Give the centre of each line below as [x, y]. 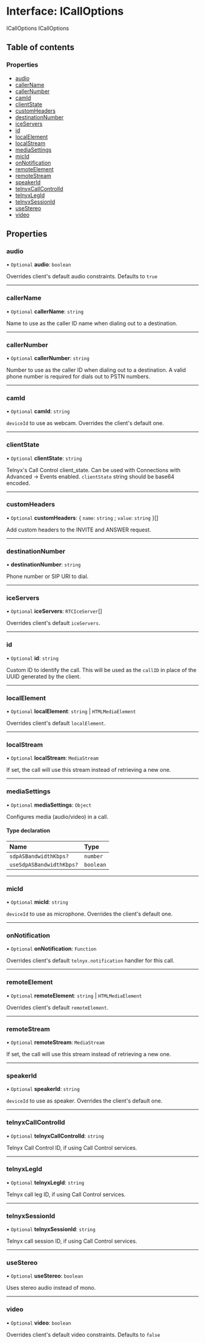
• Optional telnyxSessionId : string [51, 1229]
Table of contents [40, 47]
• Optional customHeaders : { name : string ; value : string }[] [82, 517]
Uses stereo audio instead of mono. [51, 1288]
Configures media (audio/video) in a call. [57, 816]
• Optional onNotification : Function [51, 949]
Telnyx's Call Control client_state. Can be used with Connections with [94, 470]
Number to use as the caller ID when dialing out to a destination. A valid [96, 370]
